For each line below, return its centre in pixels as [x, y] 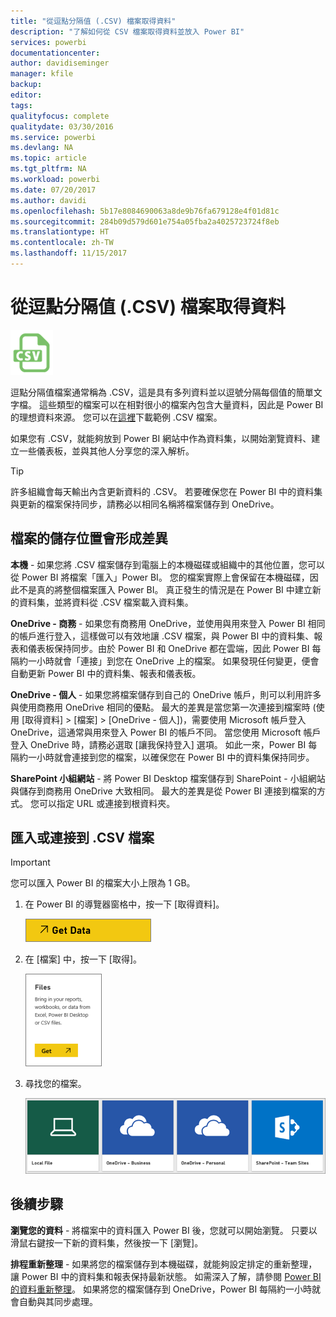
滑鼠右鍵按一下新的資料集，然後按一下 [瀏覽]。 [107, 1242]
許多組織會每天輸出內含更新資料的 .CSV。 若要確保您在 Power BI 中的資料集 [166, 491]
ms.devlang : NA [42, 148]
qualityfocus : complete [60, 116]
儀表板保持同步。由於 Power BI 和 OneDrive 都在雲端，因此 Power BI [168, 648]
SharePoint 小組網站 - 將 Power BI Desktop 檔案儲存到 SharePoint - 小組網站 [168, 778]
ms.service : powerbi [53, 137]
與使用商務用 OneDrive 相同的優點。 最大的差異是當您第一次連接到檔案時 [160, 707]
